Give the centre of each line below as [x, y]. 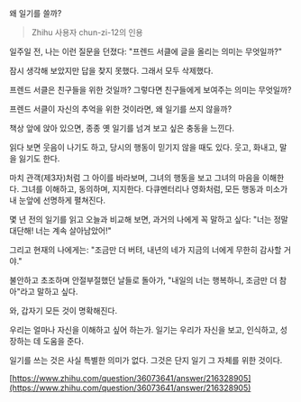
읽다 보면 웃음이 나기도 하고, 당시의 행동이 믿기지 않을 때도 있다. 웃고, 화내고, [143, 147]
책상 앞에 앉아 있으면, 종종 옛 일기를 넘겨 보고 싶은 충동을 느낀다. [122, 128]
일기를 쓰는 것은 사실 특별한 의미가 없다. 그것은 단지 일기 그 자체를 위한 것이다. [146, 360]
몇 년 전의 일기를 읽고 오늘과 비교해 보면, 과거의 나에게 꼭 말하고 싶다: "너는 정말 [149, 219]
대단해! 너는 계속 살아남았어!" [60, 231]
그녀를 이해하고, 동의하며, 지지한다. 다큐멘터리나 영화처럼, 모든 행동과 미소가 [155, 189]
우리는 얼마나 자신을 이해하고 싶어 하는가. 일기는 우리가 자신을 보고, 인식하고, [144, 330]
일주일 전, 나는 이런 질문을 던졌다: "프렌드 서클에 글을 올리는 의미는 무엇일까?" [146, 51]
